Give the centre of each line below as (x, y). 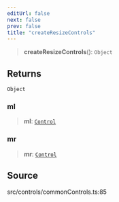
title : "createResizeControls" (51, 33)
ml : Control (40, 121)
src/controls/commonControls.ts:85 (57, 192)
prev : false (24, 26)
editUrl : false (29, 13)
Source (23, 176)
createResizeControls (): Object (68, 52)
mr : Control (40, 154)
